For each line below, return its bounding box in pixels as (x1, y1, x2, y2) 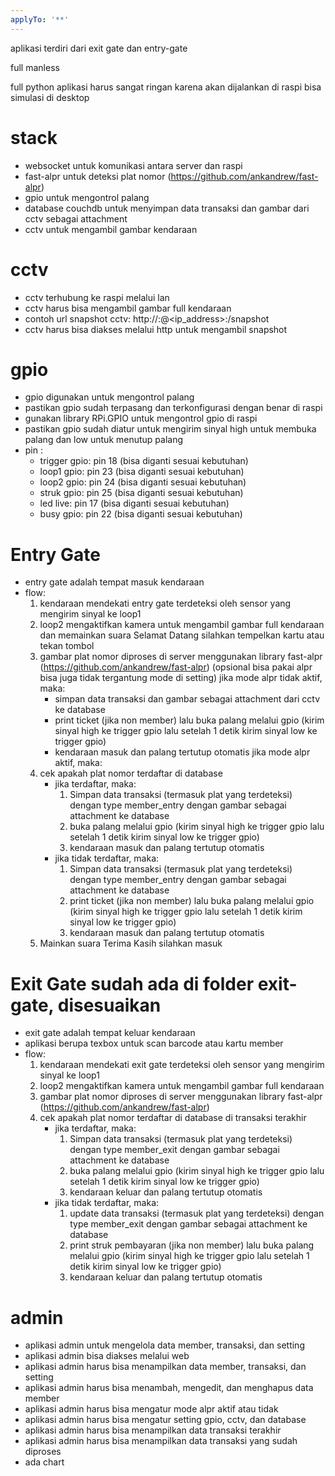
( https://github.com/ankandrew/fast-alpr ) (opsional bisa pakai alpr (39, 661, 313, 673)
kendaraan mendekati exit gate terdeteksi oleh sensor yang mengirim (39, 1059, 325, 1071)
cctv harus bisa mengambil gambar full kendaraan (24, 302, 232, 314)
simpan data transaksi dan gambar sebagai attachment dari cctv (54, 693, 321, 705)
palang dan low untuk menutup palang (24, 434, 184, 446)
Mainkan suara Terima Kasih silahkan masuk (39, 937, 223, 950)
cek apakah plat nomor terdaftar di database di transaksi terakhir (39, 1112, 307, 1124)
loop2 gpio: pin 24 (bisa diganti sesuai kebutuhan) (39, 476, 247, 488)
